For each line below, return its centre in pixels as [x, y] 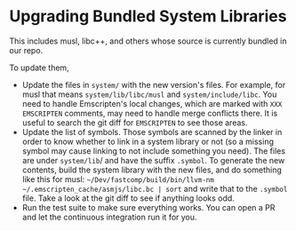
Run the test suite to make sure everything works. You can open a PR [148, 207]
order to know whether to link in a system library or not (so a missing [148, 141]
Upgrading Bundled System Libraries [148, 16]
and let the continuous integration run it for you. [109, 217]
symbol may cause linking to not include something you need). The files [154, 151]
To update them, [39, 68]
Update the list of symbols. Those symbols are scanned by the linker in [152, 131]
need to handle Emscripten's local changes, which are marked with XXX [152, 103]
